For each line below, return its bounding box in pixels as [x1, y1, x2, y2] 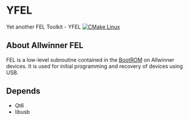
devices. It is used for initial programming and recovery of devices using [6, 62, 183, 70]
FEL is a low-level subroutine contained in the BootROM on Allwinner [6, 56, 174, 63]
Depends [6, 86, 40, 96]
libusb [14, 108, 30, 115]
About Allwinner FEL [6, 40, 84, 50]
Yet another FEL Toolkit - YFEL [6, 23, 81, 30]
